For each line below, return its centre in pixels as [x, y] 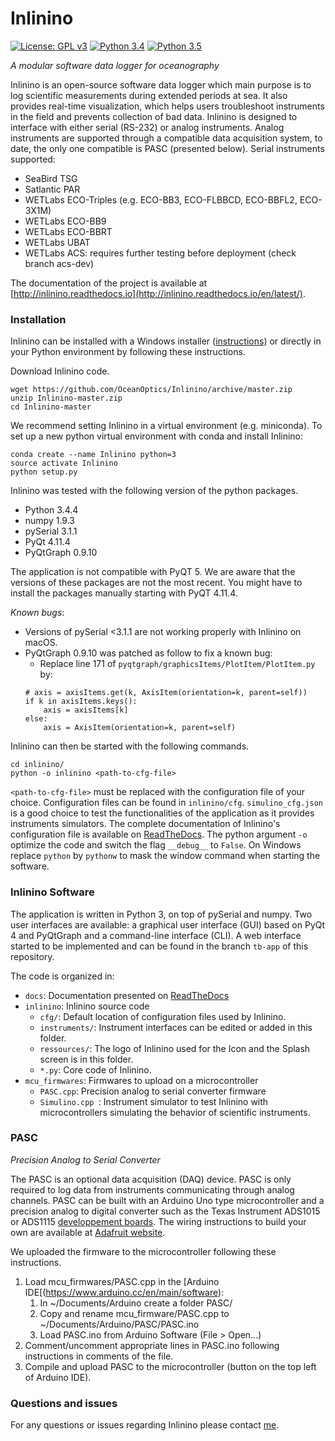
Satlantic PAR [52, 189]
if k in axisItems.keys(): [81, 702]
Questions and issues [64, 1403]
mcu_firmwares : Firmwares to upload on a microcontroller [141, 1080]
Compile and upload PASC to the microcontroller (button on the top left [170, 1366]
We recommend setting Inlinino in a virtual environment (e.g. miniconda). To [166, 426]
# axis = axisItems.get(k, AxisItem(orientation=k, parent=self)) [166, 693]
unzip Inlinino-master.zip [66, 398]
